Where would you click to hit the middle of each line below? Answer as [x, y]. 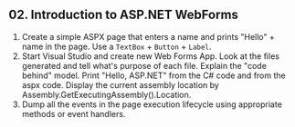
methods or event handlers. [74, 113]
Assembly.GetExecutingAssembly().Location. [106, 94]
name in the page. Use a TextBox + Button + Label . [116, 46]
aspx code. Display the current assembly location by [121, 84]
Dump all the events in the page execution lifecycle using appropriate [152, 104]
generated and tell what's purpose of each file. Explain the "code [144, 65]
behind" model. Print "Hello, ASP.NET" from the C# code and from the [153, 75]
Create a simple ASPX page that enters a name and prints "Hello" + [148, 36]
